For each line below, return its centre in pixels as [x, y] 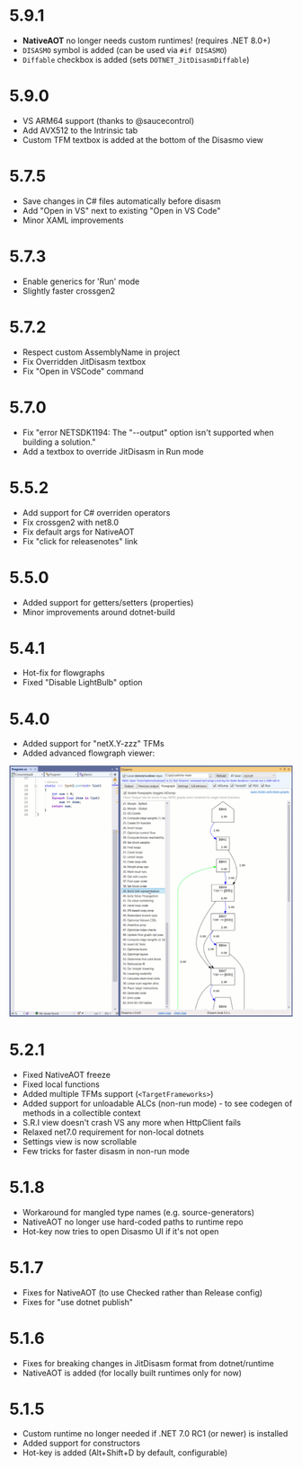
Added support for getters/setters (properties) [108, 602]
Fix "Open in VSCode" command [83, 371]
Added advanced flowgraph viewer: [89, 753]
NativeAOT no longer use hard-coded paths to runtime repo [133, 1222]
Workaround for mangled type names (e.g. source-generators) [138, 1212]
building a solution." [59, 442]
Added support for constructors [81, 1444]
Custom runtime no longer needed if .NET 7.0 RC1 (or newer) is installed [155, 1434]
